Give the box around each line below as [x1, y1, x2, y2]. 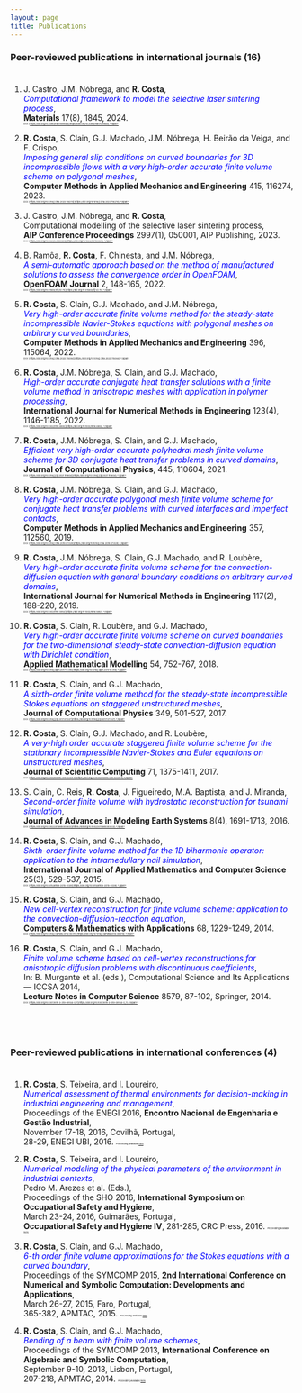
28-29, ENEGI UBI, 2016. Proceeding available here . [22, 1136, 145, 1147]
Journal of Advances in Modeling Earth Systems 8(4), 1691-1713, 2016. [22, 815, 290, 826]
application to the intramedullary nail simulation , [22, 855, 203, 866]
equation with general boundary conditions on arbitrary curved [58, 571, 293, 582]
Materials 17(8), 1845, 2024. [22, 113, 129, 123]
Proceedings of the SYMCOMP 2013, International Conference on [22, 1344, 271, 1355]
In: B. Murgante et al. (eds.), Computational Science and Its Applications [22, 972, 290, 983]
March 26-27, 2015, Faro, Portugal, [22, 1298, 152, 1309]
